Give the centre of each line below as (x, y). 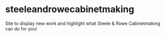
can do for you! (21, 28)
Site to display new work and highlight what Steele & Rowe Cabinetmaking (83, 23)
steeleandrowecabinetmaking (70, 9)
